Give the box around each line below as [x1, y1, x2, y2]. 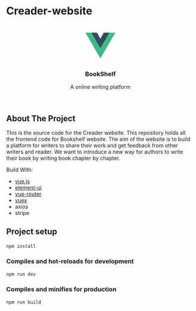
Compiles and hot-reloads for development [6, 257, 134, 265]
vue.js [14, 178, 30, 185]
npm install [6, 243, 36, 249]
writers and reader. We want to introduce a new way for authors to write [6, 148, 183, 156]
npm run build [6, 300, 42, 306]
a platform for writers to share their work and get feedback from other [6, 142, 178, 149]
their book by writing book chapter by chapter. [6, 155, 121, 162]
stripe [14, 210, 30, 217]
